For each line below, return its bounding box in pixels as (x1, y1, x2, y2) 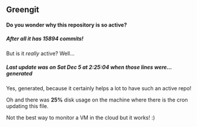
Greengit (6, 5, 40, 15)
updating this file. (6, 102, 49, 109)
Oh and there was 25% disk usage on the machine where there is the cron (6, 96, 188, 103)
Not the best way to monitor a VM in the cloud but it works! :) (6, 114, 155, 121)
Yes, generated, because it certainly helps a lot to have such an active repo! (6, 84, 192, 91)
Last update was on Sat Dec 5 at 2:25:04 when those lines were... (6, 63, 172, 71)
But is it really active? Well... (6, 50, 75, 57)
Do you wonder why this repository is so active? (6, 21, 128, 28)
